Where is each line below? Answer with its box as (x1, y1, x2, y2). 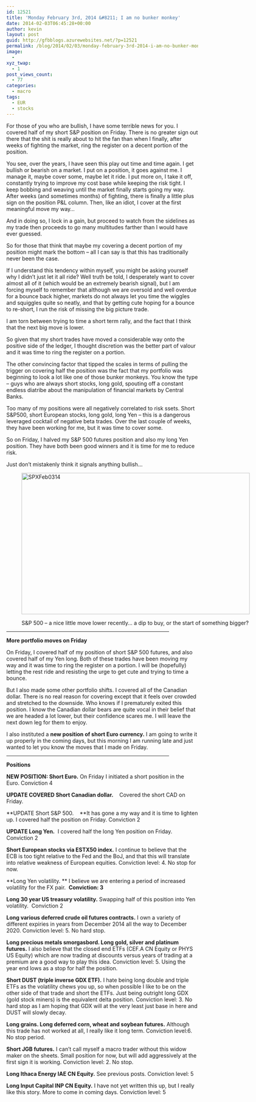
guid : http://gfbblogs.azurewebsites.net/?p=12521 (6, 37, 137, 43)
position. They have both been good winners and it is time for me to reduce (6, 442, 195, 449)
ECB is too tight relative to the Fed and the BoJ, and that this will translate (6, 852, 190, 860)
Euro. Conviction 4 (6, 779, 53, 787)
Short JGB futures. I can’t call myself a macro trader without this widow (6, 1045, 187, 1053)
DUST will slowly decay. (6, 1009, 67, 1016)
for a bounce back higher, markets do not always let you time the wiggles (6, 292, 190, 299)
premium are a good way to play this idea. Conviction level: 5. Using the (6, 958, 186, 965)
